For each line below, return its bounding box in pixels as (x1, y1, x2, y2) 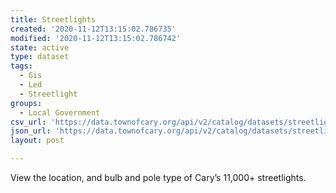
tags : (10, 61, 33, 71)
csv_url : (10, 117, 47, 127)
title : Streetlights (10, 14, 97, 25)
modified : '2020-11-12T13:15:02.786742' (10, 33, 182, 43)
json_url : (10, 126, 52, 136)
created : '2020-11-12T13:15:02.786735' (10, 24, 177, 34)
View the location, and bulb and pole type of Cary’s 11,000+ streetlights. (10, 172, 307, 183)
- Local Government (19, 107, 101, 118)
